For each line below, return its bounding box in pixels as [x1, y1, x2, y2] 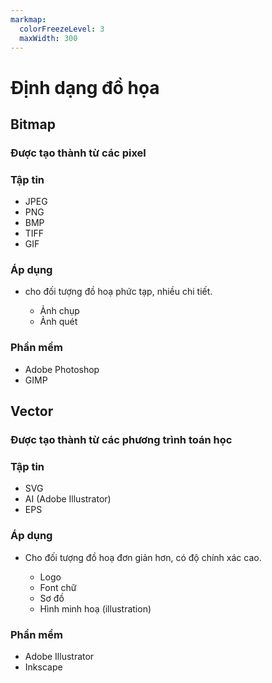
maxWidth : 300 [19, 33, 78, 43]
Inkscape [24, 661, 63, 673]
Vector [10, 403, 54, 420]
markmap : [10, 14, 47, 25]
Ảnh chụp [39, 305, 80, 317]
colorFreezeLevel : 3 [19, 24, 105, 34]
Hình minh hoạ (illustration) [39, 602, 152, 615]
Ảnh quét [39, 316, 78, 328]
